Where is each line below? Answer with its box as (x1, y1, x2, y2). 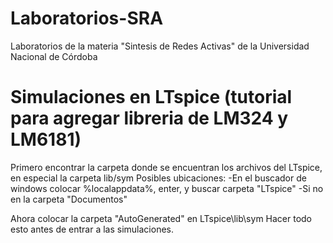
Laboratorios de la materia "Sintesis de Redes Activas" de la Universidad (10, 40, 310, 52)
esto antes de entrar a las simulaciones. (10, 223, 175, 235)
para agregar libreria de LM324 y (10, 107, 289, 130)
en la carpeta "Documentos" (10, 193, 128, 205)
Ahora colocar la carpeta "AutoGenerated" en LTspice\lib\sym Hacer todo (10, 212, 313, 224)
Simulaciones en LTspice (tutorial (10, 86, 293, 109)
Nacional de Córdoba (10, 50, 98, 62)
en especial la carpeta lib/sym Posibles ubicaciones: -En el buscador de (10, 172, 307, 184)
